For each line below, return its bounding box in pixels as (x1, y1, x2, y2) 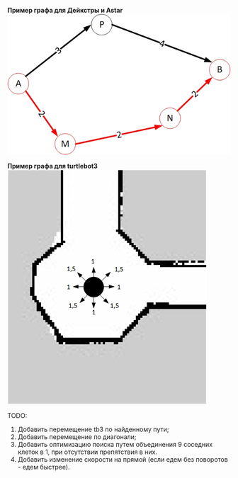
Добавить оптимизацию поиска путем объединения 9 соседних (17, 440, 213, 449)
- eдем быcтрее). (17, 463, 70, 472)
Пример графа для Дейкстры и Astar (7, 6, 123, 14)
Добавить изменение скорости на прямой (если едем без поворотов (17, 455, 228, 464)
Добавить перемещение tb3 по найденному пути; (17, 425, 169, 434)
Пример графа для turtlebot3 (7, 162, 98, 171)
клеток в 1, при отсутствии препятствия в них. (17, 448, 158, 456)
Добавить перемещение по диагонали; (17, 433, 137, 441)
